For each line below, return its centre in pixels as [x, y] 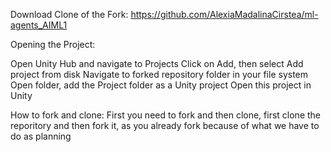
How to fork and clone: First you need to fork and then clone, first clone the [166, 115]
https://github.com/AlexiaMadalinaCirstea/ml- [224, 14]
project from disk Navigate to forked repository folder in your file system [159, 74]
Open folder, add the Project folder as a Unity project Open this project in [161, 85]
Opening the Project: [53, 44]
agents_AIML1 [39, 25]
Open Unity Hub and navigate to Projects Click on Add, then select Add [157, 63]
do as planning [41, 136]
